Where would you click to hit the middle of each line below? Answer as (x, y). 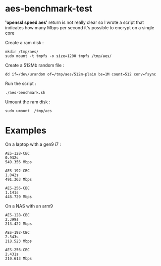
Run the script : (21, 83)
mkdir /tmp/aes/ (22, 52)
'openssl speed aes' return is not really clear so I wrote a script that (75, 22)
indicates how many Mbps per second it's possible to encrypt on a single (80, 27)
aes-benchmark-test (49, 9)
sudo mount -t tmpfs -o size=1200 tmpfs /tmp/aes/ (58, 56)
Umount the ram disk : (28, 102)
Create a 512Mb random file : (35, 65)
